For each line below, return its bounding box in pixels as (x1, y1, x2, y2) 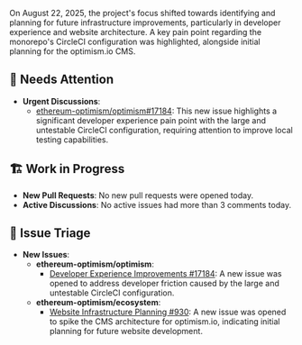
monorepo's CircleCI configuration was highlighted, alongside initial (9, 36, 261, 47)
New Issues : (22, 250, 70, 260)
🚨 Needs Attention (9, 72, 114, 87)
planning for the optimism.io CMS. (9, 46, 136, 57)
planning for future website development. (49, 326, 203, 337)
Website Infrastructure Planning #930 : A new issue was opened (49, 306, 287, 318)
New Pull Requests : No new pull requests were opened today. (22, 189, 254, 201)
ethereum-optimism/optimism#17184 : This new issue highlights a (35, 105, 278, 116)
